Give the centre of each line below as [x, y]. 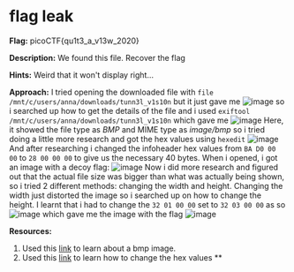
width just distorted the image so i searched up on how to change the [136, 195]
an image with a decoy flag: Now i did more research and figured [144, 167]
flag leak [41, 16]
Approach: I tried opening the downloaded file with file [111, 92]
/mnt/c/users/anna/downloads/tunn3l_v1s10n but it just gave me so [147, 101]
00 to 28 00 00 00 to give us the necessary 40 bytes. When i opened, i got [143, 157]
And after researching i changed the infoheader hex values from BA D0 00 [143, 148]
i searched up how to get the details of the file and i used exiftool [129, 110]
